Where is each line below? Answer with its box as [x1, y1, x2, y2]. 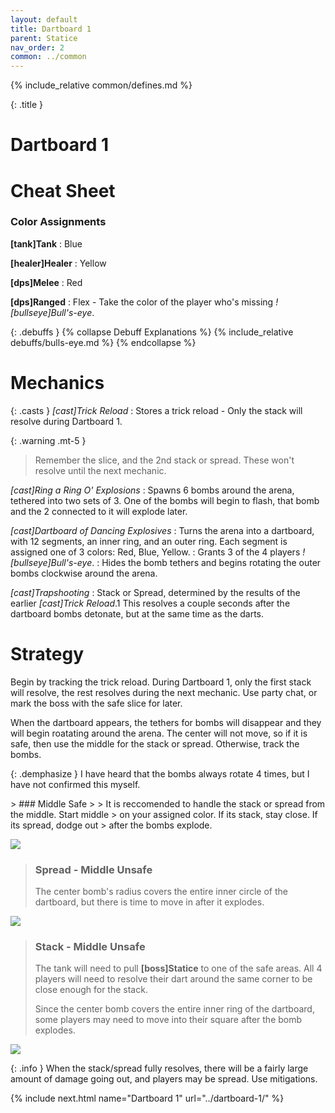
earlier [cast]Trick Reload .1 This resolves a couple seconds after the [10, 597, 291, 609]
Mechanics [10, 371, 105, 394]
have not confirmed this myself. [10, 778, 141, 790]
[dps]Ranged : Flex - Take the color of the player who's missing [10, 296, 274, 308]
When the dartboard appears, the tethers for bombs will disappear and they [10, 716, 322, 728]
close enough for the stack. [34, 984, 148, 996]
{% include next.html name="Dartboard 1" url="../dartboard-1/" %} [10, 1092, 285, 1105]
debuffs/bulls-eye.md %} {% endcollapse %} [10, 336, 197, 348]
